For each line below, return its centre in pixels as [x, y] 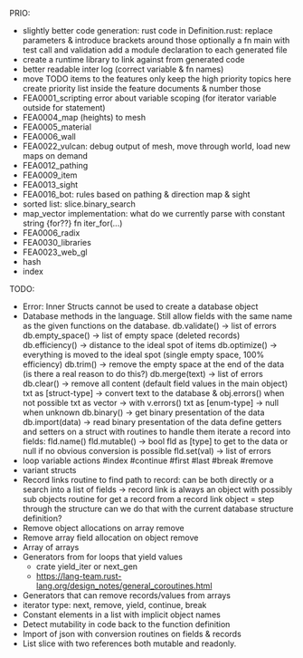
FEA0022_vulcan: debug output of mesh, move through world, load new [156, 146]
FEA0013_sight [50, 184]
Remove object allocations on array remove [103, 528]
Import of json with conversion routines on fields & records [132, 634]
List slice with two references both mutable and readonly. [129, 643]
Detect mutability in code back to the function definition [126, 624]
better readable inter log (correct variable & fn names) [123, 69]
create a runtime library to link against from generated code [133, 59]
